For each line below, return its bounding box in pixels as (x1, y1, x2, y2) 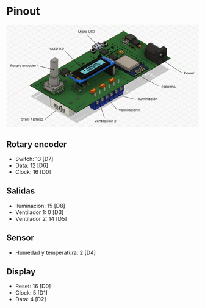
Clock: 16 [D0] (15, 168, 51, 175)
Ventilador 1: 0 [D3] (15, 209, 64, 216)
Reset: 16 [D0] (15, 282, 51, 290)
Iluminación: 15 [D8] (15, 202, 65, 209)
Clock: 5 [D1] (15, 289, 48, 296)
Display (6, 267, 36, 277)
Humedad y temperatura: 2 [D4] (15, 249, 96, 256)
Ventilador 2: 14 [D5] (15, 215, 67, 222)
